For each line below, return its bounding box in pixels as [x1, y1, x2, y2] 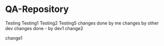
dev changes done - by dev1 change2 [5, 25, 84, 31]
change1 [5, 35, 23, 41]
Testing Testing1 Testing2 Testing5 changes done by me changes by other [5, 20, 159, 26]
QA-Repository [5, 3, 69, 15]
